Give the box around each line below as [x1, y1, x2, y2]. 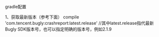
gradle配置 [5, 4, 27, 9]
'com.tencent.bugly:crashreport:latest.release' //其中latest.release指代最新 [5, 20, 154, 26]
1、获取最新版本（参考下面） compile [5, 14, 79, 20]
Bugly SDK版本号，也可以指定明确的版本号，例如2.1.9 [5, 26, 112, 32]
